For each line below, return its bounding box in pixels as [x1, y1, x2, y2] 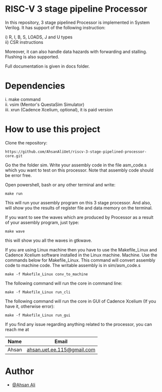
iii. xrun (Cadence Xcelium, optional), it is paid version [5, 107, 113, 112]
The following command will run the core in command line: [5, 280, 123, 286]
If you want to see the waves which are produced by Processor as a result [5, 214, 154, 220]
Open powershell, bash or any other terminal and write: [5, 181, 116, 188]
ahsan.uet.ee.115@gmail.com [26, 346, 96, 353]
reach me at [5, 326, 29, 332]
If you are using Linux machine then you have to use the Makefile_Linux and [5, 247, 157, 252]
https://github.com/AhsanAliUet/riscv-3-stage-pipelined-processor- [5, 149, 147, 154]
